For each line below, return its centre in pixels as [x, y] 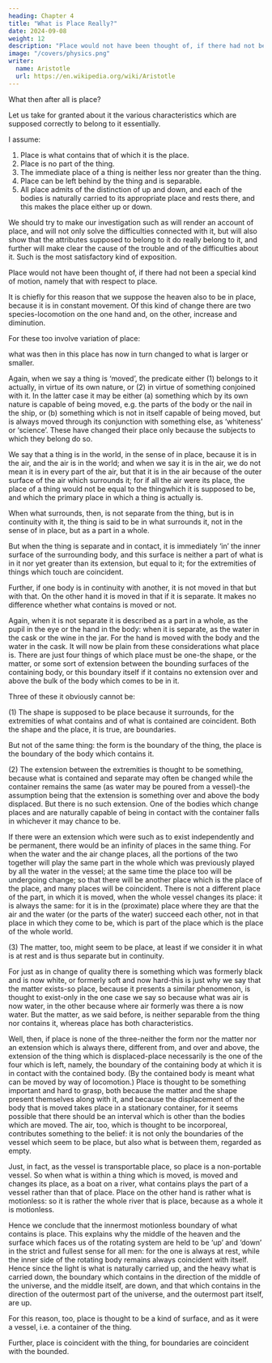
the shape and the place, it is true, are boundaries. [92, 729]
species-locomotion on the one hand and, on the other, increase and [123, 314]
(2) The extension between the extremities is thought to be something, [126, 769]
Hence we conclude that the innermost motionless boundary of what [123, 1225]
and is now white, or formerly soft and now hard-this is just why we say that [135, 980]
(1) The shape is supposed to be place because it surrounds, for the [121, 712]
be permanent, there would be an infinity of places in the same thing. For [130, 845]
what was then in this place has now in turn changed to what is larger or [128, 354]
